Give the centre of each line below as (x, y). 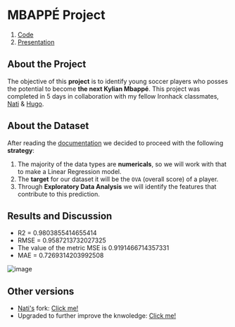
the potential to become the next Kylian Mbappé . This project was (104, 89)
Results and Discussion (60, 216)
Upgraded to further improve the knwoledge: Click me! (97, 316)
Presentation (36, 42)
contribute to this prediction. (58, 194)
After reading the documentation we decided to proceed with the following (115, 143)
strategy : (21, 150)
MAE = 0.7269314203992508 (61, 255)
